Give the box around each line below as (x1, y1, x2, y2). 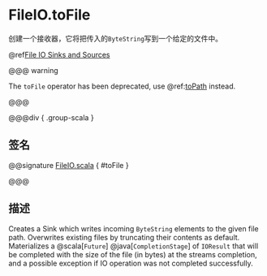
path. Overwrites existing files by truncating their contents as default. (8, 232, 240, 242)
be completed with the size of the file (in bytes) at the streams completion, (8, 249, 257, 259)
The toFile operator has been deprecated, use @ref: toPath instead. (8, 81, 236, 91)
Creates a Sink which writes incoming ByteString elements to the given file (8, 223, 259, 233)
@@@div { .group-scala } (8, 112, 95, 123)
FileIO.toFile (8, 6, 91, 24)
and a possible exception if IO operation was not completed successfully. (8, 258, 253, 268)
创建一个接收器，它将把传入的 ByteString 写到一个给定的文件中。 (8, 33, 223, 43)
